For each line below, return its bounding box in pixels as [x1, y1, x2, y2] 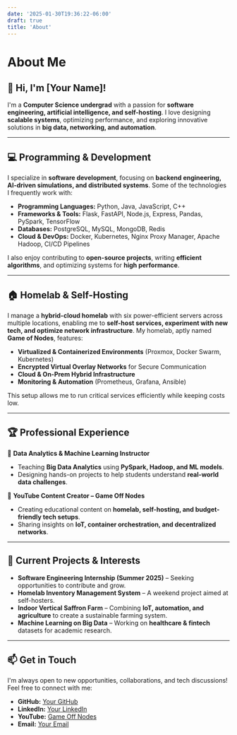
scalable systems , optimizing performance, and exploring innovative [7, 116, 208, 124]
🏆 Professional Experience [7, 427, 130, 439]
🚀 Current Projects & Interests [7, 555, 141, 567]
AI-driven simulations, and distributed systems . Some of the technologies [7, 181, 227, 189]
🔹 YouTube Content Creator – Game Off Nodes [7, 491, 145, 500]
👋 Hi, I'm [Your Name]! [7, 82, 107, 94]
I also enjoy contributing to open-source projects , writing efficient [7, 254, 202, 262]
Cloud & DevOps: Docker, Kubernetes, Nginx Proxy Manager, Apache [17, 233, 220, 241]
